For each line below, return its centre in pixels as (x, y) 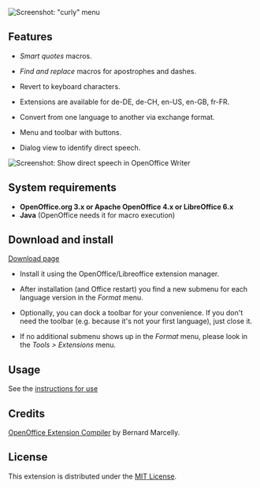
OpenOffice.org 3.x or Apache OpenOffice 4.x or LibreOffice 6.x (126, 207)
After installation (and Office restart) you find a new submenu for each (134, 289)
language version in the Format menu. (81, 298)
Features (30, 37)
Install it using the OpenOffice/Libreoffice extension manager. (119, 274)
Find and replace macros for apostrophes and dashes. (108, 71)
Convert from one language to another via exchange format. (117, 117)
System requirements (62, 188)
